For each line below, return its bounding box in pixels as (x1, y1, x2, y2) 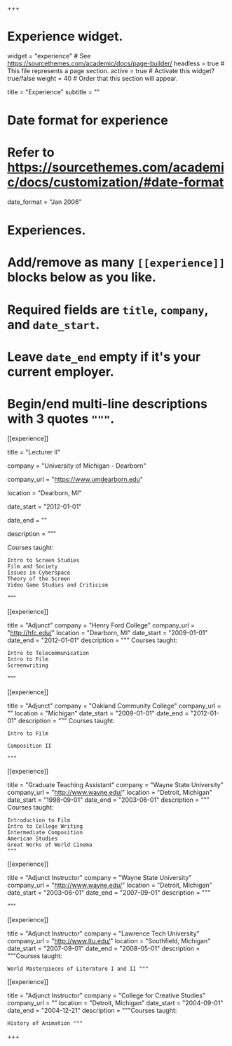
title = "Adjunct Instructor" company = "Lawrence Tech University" (7, 929, 200, 938)
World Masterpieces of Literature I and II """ (7, 965, 149, 972)
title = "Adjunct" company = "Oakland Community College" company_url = (7, 701, 222, 710)
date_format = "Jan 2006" (7, 198, 82, 206)
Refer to (7, 145, 55, 160)
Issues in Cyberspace (7, 569, 71, 576)
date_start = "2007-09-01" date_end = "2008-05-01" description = (7, 944, 200, 952)
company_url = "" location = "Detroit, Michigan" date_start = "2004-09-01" (7, 998, 224, 1007)
